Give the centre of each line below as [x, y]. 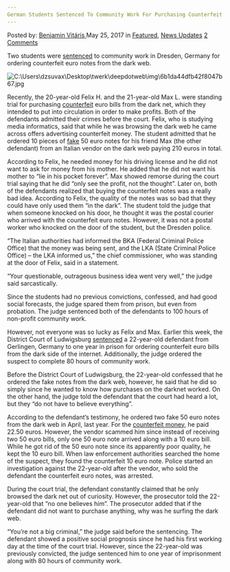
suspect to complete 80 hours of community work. [79, 361]
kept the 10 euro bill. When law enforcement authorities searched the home [113, 454]
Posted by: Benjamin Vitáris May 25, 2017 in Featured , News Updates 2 [107, 35]
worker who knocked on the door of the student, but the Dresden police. [110, 227]
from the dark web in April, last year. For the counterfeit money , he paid [108, 424]
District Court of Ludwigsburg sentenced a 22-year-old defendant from [108, 339]
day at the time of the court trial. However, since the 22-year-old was [105, 546]
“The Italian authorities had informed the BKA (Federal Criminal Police [106, 240]
